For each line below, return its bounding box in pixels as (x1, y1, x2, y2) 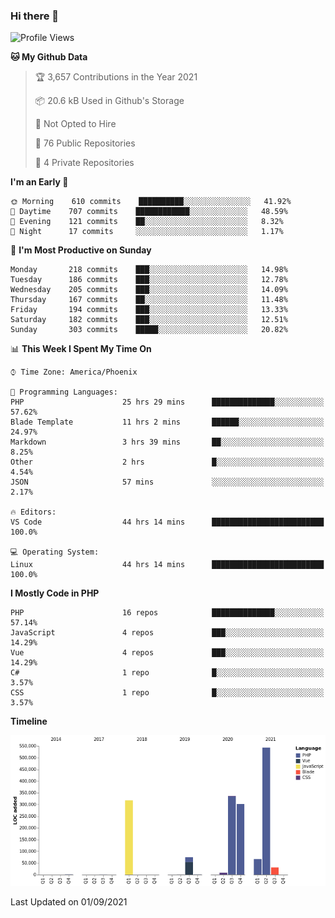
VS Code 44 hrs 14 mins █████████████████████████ (10, 517, 325, 528)
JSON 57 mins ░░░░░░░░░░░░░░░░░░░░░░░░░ (10, 477, 325, 488)
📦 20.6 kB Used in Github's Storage (34, 95, 185, 107)
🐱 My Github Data (10, 51, 88, 63)
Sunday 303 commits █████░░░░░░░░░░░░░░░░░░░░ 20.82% (10, 325, 288, 335)
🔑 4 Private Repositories (34, 157, 135, 169)
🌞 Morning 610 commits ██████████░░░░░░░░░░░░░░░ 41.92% (10, 197, 292, 207)
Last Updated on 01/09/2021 (10, 896, 128, 908)
